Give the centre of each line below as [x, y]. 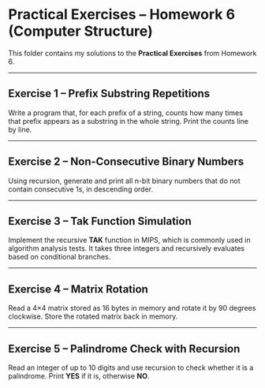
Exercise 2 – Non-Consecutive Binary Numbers [126, 162]
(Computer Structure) [80, 31]
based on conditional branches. [60, 257]
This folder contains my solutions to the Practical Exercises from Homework [132, 53]
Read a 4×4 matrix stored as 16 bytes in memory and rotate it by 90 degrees [132, 308]
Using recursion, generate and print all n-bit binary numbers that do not [124, 181]
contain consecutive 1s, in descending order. [81, 189]
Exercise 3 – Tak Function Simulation [100, 221]
